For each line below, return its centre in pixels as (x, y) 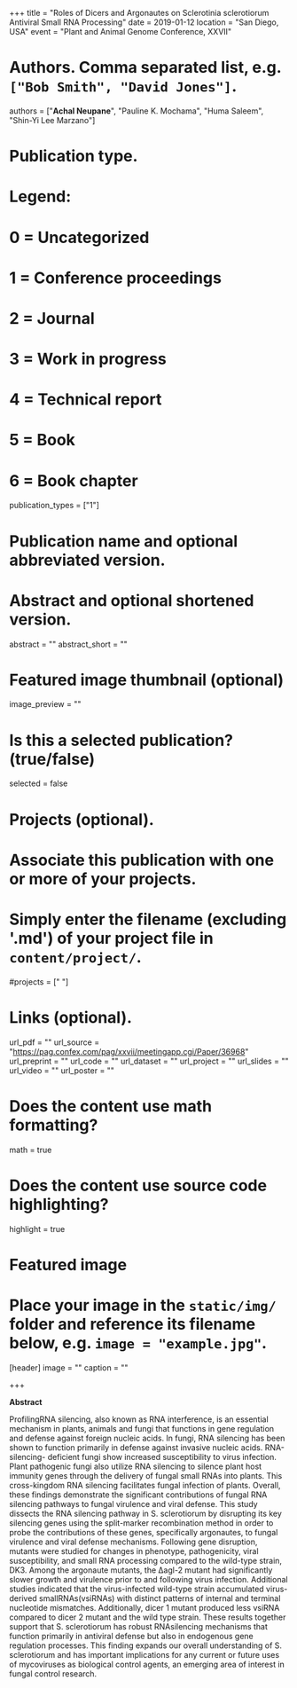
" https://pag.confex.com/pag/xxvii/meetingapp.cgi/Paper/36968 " (129, 1051)
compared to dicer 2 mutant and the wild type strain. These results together (148, 1617)
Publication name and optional (124, 541)
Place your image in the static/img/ (143, 1305)
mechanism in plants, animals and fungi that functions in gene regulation (142, 1428)
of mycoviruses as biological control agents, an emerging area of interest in (147, 1664)
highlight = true (37, 1229)
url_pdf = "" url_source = (55, 1042)
